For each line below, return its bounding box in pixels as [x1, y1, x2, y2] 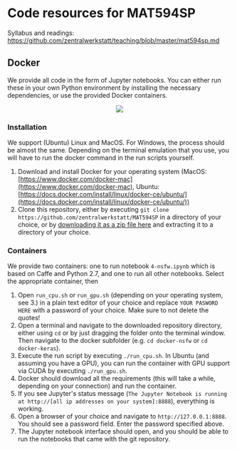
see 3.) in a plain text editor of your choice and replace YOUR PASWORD [17, 298, 218, 307]
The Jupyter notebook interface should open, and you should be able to [17, 427, 229, 436]
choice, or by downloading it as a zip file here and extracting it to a [17, 220, 214, 229]
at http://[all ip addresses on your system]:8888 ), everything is [17, 397, 215, 406]
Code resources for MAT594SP [7, 5, 196, 21]
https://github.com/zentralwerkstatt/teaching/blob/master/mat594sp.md [7, 36, 220, 44]
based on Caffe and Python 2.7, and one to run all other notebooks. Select [7, 270, 224, 278]
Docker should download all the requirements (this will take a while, [17, 374, 216, 383]
